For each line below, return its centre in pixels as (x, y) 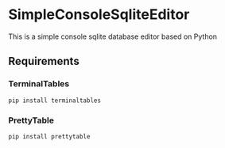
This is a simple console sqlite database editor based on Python (112, 36)
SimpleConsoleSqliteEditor (99, 15)
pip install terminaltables (55, 101)
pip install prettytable (49, 136)
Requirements (44, 61)
